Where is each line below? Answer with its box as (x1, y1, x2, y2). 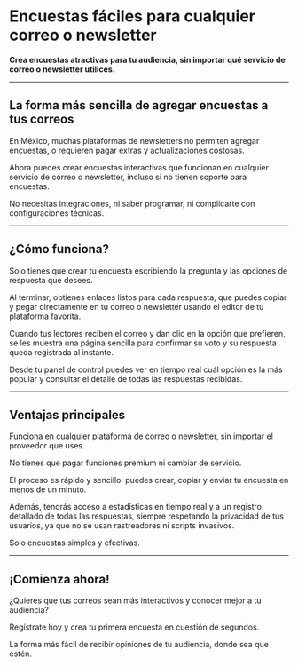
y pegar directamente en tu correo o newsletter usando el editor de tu (9, 301, 264, 312)
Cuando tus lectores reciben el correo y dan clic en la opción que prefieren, (9, 328, 286, 338)
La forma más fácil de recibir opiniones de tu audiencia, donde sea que (9, 639, 269, 650)
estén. (9, 648, 33, 659)
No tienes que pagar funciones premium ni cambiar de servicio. (9, 457, 242, 468)
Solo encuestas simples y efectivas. (9, 537, 140, 548)
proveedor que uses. (9, 440, 86, 451)
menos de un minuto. (9, 484, 87, 495)
